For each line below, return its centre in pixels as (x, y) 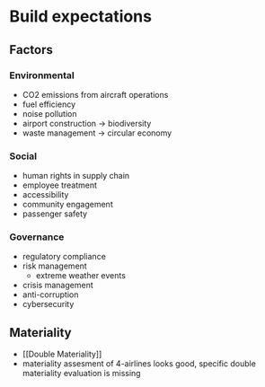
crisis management (57, 286)
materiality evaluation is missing (81, 374)
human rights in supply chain (76, 176)
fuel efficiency (49, 104)
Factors (31, 50)
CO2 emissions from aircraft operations (95, 94)
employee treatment (59, 185)
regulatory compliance (64, 257)
